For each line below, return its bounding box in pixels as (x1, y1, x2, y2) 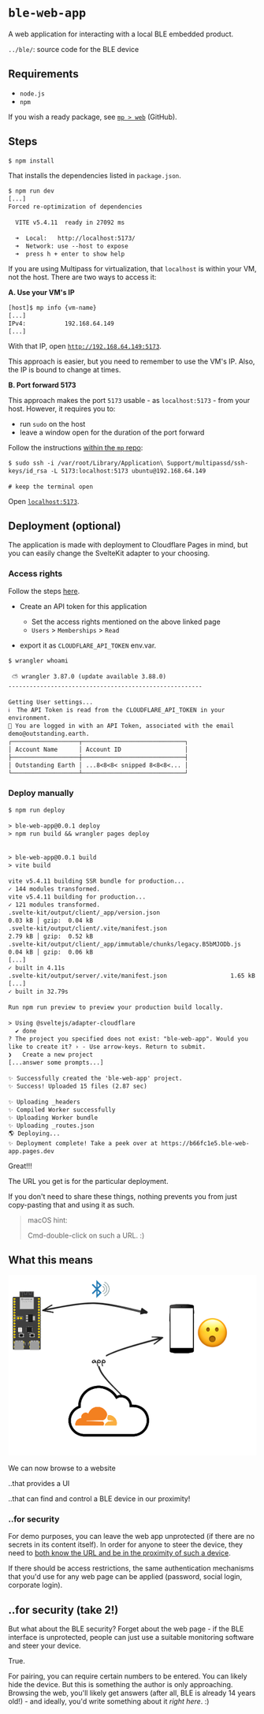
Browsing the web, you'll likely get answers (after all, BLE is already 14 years (8, 1688, 256, 1698)
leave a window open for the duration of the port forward (19, 428, 205, 437)
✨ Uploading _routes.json (8, 1122, 95, 1130)
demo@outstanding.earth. (8, 730, 90, 738)
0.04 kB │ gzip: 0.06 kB (8, 948, 93, 956)
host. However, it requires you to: (8, 404, 116, 413)
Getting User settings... (8, 698, 93, 706)
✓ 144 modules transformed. (8, 885, 101, 893)
